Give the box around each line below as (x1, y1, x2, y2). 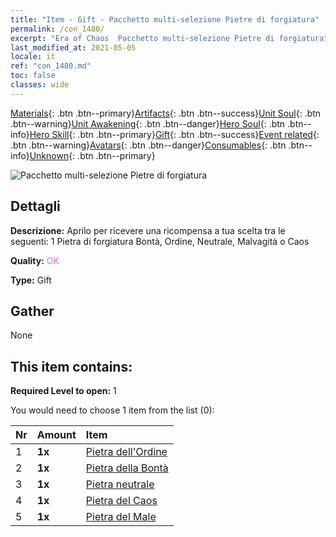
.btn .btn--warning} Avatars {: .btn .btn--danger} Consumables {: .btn (10, 139, 287, 151)
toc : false (10, 71, 56, 81)
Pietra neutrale (85, 477, 155, 491)
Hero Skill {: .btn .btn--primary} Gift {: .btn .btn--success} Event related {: (29, 128, 320, 140)
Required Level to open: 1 (10, 385, 117, 397)
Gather (10, 302, 55, 320)
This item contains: (10, 358, 133, 375)
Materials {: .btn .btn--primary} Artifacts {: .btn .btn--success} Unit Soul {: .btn (10, 107, 322, 119)
